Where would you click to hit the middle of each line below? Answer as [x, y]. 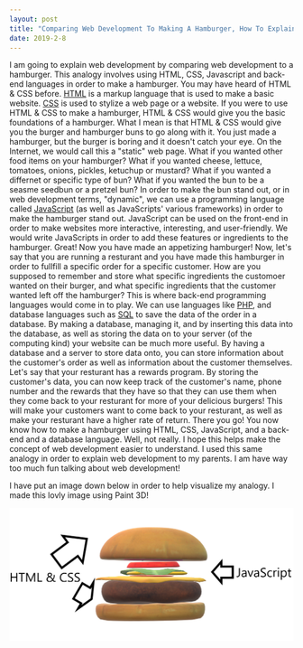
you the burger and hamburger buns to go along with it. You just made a [143, 132]
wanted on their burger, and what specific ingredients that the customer [143, 286]
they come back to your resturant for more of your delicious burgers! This [146, 401]
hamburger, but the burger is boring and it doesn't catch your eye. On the [146, 142]
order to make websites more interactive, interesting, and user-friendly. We [149, 228]
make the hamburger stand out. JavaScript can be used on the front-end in [149, 219]
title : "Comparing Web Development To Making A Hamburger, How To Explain [153, 28]
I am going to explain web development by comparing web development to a [151, 65]
